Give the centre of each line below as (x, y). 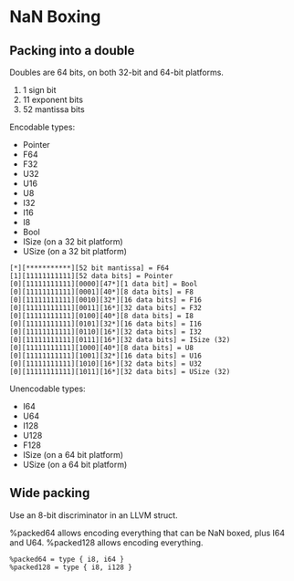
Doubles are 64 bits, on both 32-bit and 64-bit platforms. (116, 72)
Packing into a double (72, 51)
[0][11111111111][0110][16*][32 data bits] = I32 (106, 332)
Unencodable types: (47, 389)
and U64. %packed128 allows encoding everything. (106, 542)
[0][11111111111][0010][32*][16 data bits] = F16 (106, 300)
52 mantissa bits (53, 109)
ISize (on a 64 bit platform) (73, 455)
